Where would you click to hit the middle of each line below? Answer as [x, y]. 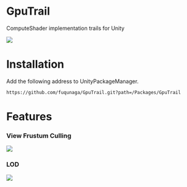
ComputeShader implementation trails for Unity [65, 28]
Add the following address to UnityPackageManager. [72, 81]
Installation [35, 64]
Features [29, 117]
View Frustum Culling [39, 136]
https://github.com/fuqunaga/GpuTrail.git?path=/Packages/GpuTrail [94, 92]
